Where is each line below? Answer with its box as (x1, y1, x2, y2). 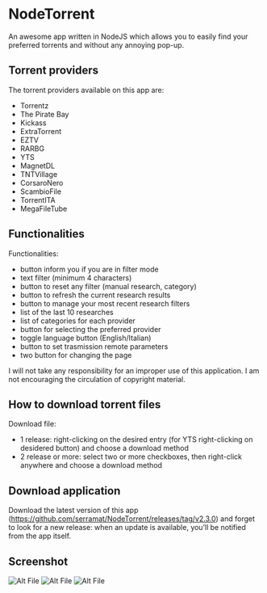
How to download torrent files (8, 397, 161, 411)
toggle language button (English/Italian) (19, 333, 152, 343)
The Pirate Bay (19, 109, 69, 119)
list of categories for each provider (19, 316, 136, 326)
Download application (8, 484, 121, 498)
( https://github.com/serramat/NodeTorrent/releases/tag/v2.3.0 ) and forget (8, 514, 256, 524)
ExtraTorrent (19, 126, 62, 136)
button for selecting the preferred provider (19, 324, 161, 334)
